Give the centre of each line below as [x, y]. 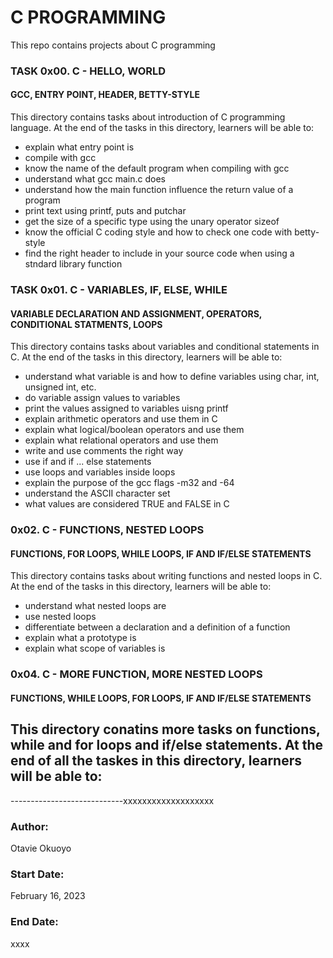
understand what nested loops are [95, 606]
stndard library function [73, 264]
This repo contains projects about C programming [113, 45]
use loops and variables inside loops [100, 472]
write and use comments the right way [104, 451]
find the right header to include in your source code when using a [159, 253]
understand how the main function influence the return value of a [159, 190]
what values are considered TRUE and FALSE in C [127, 504]
